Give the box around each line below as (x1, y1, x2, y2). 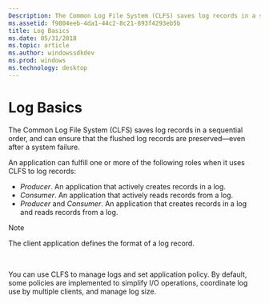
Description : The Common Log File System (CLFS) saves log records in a (8, 11, 256, 20)
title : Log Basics (8, 26, 70, 34)
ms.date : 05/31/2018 (8, 34, 78, 43)
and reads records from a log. (19, 207, 118, 217)
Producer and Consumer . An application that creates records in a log (19, 198, 247, 209)
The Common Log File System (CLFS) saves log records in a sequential (8, 125, 243, 135)
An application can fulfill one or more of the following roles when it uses (8, 157, 246, 167)
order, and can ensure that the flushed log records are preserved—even (8, 133, 246, 143)
